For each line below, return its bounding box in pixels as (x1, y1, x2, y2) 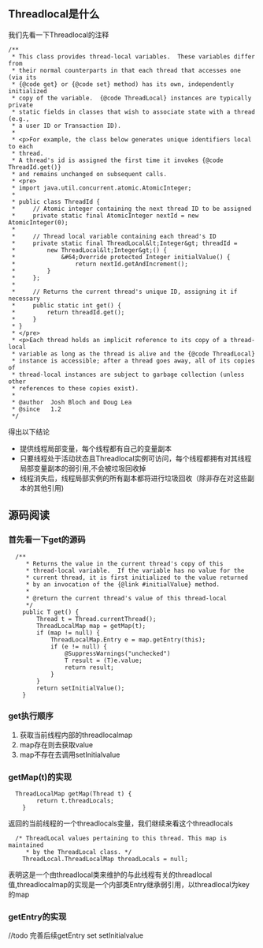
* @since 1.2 (11, 405, 61, 413)
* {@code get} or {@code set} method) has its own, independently (11, 80, 235, 88)
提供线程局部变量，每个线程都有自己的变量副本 (19, 443, 172, 453)
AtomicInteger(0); (8, 218, 69, 227)
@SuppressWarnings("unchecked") (64, 649, 171, 657)
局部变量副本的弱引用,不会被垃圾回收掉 (19, 463, 146, 472)
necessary (8, 295, 41, 303)
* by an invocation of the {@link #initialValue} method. (25, 580, 220, 589)
